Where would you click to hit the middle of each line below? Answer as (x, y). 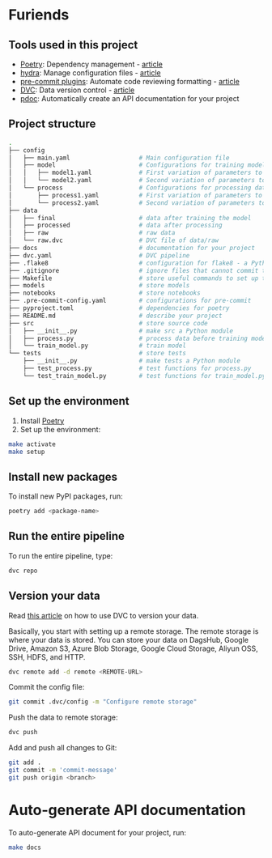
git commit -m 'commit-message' (63, 771)
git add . (25, 762)
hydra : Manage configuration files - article (90, 73)
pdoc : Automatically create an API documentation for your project (130, 98)
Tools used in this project (73, 45)
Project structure (52, 124)
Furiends (39, 15)
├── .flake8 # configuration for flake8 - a (128, 263)
